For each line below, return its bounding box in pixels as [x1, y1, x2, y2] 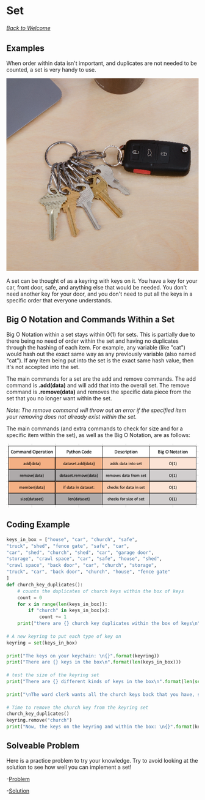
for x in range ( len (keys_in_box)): [17, 601, 108, 607]
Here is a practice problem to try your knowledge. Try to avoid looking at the [6, 757, 198, 764]
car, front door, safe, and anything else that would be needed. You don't [6, 283, 187, 291]
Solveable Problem [6, 741, 80, 751]
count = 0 [17, 594, 43, 600]
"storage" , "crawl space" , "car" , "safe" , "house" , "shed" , [6, 556, 163, 562]
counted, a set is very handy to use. [6, 65, 96, 73]
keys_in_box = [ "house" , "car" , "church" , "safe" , [6, 536, 138, 542]
